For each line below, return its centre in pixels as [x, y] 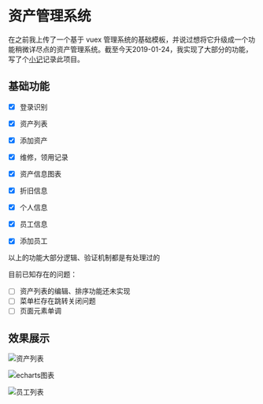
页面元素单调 [40, 311]
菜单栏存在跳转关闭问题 [57, 301]
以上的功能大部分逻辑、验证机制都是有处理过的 [84, 258]
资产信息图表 [40, 174]
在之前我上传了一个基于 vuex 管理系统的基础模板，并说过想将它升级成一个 [128, 39]
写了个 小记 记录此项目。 [46, 59]
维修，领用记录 [44, 157]
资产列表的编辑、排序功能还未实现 [75, 291]
